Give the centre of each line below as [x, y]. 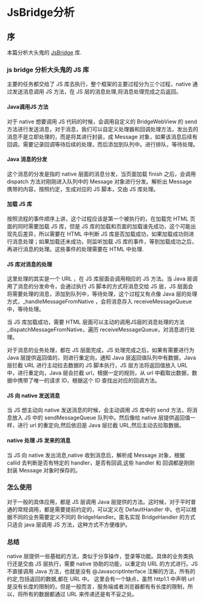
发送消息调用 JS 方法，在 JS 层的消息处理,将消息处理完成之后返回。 [97, 92]
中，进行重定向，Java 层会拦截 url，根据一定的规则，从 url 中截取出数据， [100, 373]
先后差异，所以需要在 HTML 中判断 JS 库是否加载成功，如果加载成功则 [100, 234]
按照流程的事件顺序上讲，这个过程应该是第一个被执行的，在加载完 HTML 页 [101, 219]
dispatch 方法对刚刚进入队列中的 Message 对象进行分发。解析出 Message [99, 181]
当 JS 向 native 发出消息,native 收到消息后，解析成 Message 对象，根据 [96, 455]
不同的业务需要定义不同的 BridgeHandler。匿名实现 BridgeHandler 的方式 [104, 517]
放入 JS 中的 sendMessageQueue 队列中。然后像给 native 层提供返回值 [101, 418]
